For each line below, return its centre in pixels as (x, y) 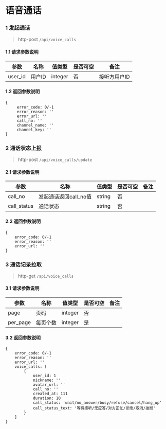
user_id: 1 (44, 376)
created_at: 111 (50, 394)
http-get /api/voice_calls (46, 276)
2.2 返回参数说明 (23, 221)
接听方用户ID (114, 77)
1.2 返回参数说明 (23, 92)
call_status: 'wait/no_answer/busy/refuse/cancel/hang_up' (97, 403)
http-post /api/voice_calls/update (55, 159)
